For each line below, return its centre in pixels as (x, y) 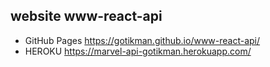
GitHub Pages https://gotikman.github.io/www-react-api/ (142, 40)
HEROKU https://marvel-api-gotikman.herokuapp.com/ (138, 51)
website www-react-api (86, 16)
